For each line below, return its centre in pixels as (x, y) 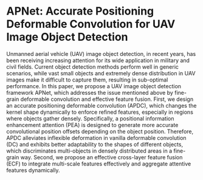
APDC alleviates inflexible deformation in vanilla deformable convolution (96, 137)
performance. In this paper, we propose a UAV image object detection (94, 86)
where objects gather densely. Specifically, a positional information (90, 118)
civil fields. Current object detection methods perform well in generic (93, 67)
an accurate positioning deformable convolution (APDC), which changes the (101, 105)
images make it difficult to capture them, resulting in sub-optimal (87, 80)
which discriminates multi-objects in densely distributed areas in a (89, 151)
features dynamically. (33, 170)
